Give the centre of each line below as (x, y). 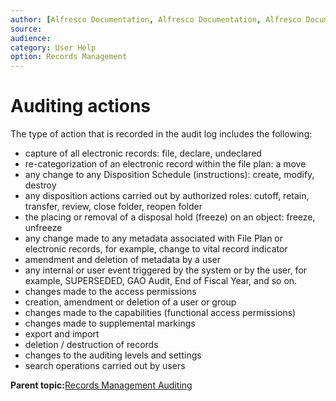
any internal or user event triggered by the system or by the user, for (166, 270)
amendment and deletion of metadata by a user (122, 260)
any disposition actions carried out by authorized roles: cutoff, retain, (167, 196)
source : (26, 29)
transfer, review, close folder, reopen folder (113, 207)
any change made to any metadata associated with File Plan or (154, 238)
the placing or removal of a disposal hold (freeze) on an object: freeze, (170, 217)
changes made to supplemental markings (110, 323)
